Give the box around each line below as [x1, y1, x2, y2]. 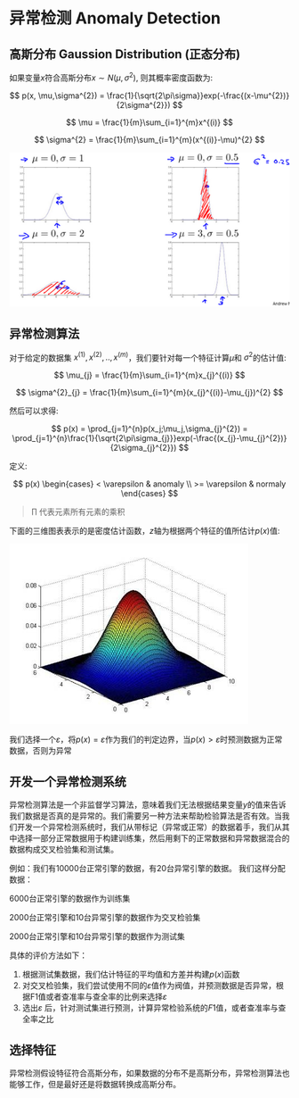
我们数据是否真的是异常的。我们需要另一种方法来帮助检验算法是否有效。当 [9, 811, 282, 821]
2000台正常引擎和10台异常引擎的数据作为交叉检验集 [9, 912, 201, 923]
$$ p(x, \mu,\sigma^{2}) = [9, 90, 105, 101]
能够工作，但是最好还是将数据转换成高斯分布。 [9, 1078, 181, 1089]
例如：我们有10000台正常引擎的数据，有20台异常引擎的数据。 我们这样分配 [9, 863, 287, 874]
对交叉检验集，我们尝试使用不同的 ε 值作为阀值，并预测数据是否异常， [21, 980, 277, 991]
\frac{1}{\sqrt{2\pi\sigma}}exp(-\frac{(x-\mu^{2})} [106, 90, 290, 101]
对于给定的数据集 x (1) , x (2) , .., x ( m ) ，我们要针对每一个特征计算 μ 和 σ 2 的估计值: [9, 350, 287, 362]
